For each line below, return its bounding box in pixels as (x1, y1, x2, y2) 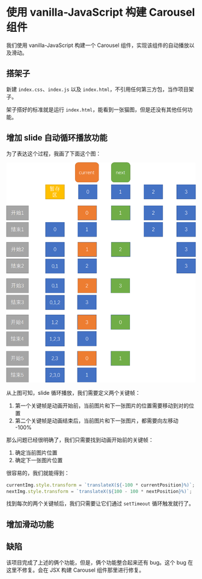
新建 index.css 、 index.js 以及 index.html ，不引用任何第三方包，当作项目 (6, 85, 189, 93)
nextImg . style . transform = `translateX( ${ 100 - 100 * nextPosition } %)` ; (6, 488, 192, 494)
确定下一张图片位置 (14, 456, 63, 463)
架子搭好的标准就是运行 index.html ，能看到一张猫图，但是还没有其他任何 (6, 106, 188, 113)
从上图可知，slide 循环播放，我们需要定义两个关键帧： (6, 389, 141, 396)
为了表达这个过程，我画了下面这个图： (6, 150, 101, 157)
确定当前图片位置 (14, 449, 58, 456)
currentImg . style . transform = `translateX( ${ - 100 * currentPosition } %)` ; (6, 482, 195, 488)
